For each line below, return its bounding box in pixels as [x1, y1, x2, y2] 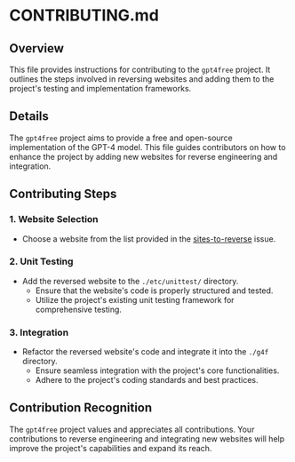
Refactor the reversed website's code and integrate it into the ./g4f [21, 346, 269, 357]
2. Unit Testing [9, 255, 74, 267]
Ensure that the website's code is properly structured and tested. [35, 285, 274, 296]
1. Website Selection [9, 213, 100, 226]
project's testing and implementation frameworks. [9, 84, 192, 93]
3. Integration [9, 326, 69, 339]
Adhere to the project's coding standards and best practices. [35, 375, 259, 386]
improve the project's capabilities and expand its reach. [9, 442, 212, 453]
